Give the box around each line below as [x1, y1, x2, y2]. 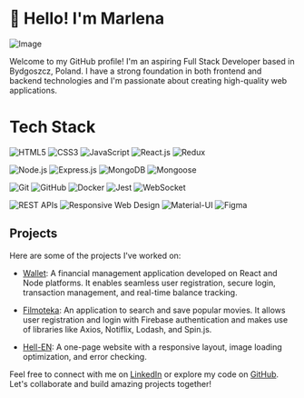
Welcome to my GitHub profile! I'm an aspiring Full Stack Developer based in [9, 55, 295, 66]
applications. [9, 85, 57, 95]
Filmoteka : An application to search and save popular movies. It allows [22, 304, 286, 315]
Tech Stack [9, 117, 96, 137]
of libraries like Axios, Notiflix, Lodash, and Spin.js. [22, 323, 212, 334]
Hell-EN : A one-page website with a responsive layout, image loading [22, 341, 283, 353]
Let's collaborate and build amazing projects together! [9, 378, 211, 389]
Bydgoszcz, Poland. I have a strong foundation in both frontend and [9, 65, 262, 76]
